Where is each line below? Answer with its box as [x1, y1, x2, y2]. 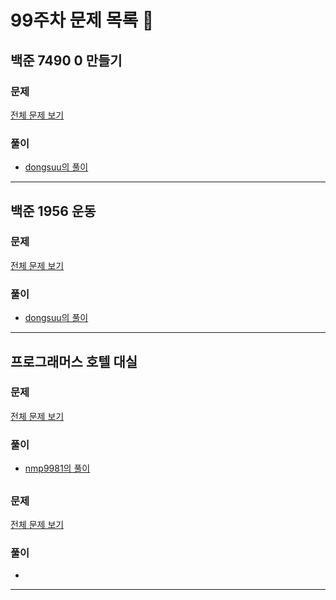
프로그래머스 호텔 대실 [10, 353, 138, 370]
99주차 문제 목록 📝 [10, 9, 155, 32]
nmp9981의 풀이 [24, 462, 91, 475]
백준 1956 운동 [10, 202, 97, 220]
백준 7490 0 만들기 [10, 52, 123, 69]
